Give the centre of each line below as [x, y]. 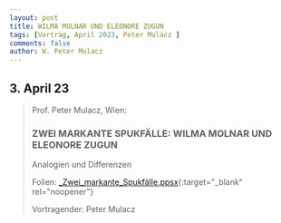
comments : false [40, 43]
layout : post [34, 18]
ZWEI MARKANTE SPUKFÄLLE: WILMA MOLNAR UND [152, 133]
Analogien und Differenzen [82, 165]
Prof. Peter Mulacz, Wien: [79, 110]
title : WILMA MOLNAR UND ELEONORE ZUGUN [87, 26]
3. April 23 [39, 88]
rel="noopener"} [63, 192]
